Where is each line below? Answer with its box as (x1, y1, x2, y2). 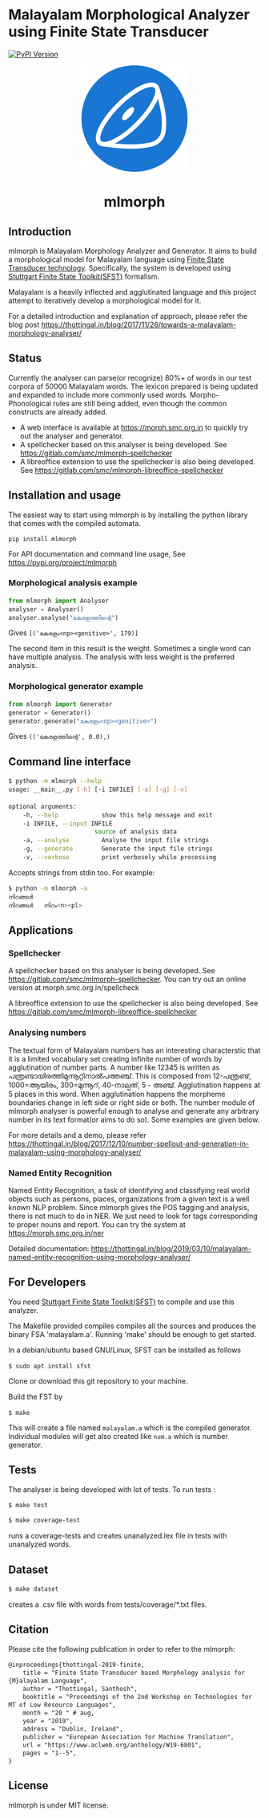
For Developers (8, 1275, 86, 1290)
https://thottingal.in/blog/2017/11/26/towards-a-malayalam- (41, 320, 237, 329)
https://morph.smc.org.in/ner (8, 1228, 104, 1237)
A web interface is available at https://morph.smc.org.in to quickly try (19, 422, 248, 432)
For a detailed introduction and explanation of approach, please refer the (8, 311, 248, 320)
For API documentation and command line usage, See (8, 548, 186, 559)
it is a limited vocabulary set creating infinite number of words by (8, 1054, 223, 1063)
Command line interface (8, 755, 131, 768)
